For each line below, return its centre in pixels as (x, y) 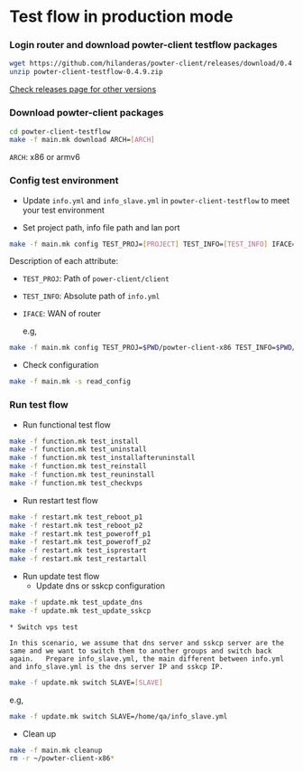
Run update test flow (61, 576)
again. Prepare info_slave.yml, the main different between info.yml (147, 659)
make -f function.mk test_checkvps (76, 483)
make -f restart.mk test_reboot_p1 (76, 517)
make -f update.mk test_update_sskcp (80, 611)
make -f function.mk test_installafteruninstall (102, 458)
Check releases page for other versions (83, 89)
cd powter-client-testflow (60, 132)
